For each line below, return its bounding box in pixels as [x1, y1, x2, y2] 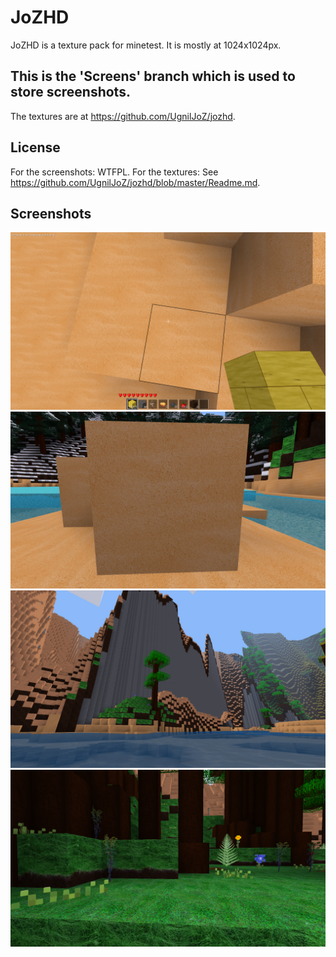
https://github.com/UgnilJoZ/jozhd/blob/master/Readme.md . [10, 176, 261, 188]
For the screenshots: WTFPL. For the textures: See [10, 166, 219, 178]
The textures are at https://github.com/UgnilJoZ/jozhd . [10, 110, 236, 122]
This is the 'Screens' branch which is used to [10, 68, 296, 85]
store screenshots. [10, 84, 131, 101]
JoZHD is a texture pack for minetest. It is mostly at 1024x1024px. [10, 39, 282, 51]
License [10, 139, 61, 156]
